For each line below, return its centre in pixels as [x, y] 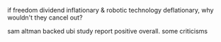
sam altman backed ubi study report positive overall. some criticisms [107, 31]
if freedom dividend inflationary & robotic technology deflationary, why [110, 10]
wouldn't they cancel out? [45, 17]
